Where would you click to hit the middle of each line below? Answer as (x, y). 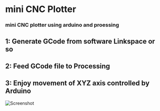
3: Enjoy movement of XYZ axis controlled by (77, 83)
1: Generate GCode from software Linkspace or (80, 41)
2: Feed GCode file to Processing (58, 66)
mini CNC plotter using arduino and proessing (62, 25)
